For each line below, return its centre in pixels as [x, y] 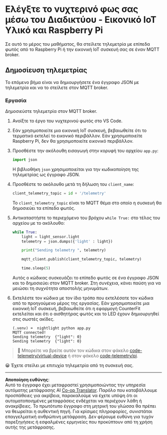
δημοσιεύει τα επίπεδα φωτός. [44, 208]
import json [25, 160]
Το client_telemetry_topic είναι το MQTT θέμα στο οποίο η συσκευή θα [87, 203]
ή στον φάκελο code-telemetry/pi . [103, 356]
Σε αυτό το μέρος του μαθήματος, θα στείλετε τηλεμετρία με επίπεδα [78, 44]
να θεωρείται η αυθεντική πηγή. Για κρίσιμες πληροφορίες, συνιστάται [79, 412]
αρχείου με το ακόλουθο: [39, 223]
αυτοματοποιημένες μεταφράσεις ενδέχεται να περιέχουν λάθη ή [74, 401]
